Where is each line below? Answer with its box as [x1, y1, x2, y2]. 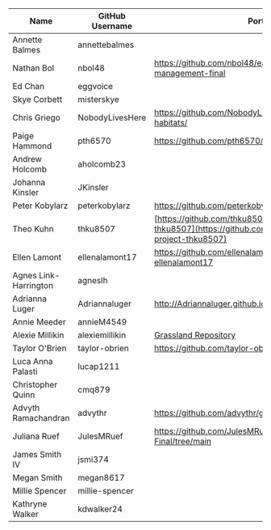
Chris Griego [12, 112, 60, 123]
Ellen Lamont [12, 252, 62, 262]
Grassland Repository [154, 329, 236, 341]
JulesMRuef [77, 430, 123, 442]
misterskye [77, 94, 119, 104]
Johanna [12, 177, 46, 188]
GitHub [98, 11, 127, 21]
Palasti [12, 366, 38, 377]
